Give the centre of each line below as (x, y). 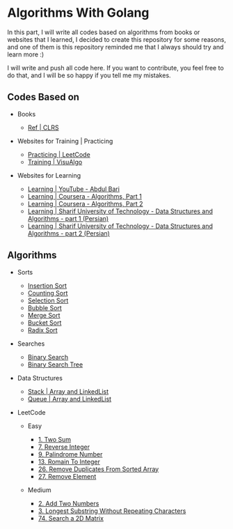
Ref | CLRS (43, 128)
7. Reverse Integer (64, 447)
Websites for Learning (49, 175)
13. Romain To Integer (69, 461)
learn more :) (26, 54)
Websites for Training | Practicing (65, 141)
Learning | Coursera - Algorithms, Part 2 (86, 204)
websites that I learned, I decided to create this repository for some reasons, (117, 39)
